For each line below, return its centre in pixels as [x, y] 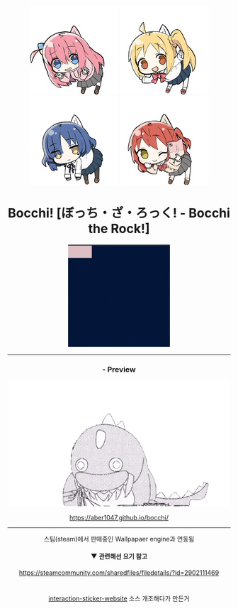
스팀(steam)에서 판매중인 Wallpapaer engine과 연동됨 [119, 539]
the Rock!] [119, 229]
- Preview [119, 370]
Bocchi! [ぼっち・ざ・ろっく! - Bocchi [119, 214]
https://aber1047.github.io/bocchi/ [119, 517]
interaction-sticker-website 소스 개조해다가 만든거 [119, 598]
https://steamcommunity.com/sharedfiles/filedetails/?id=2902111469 [119, 572]
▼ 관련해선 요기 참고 [119, 556]
